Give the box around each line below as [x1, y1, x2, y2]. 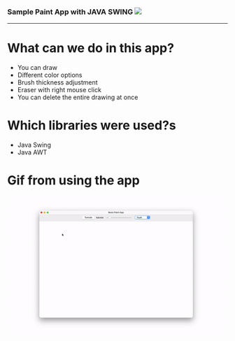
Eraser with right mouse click [17, 86, 101, 94]
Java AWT [17, 148, 48, 157]
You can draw [17, 64, 58, 72]
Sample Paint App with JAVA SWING [7, 7, 134, 17]
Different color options [17, 71, 83, 80]
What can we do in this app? [7, 41, 175, 56]
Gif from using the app [7, 173, 140, 189]
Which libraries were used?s [7, 117, 176, 133]
